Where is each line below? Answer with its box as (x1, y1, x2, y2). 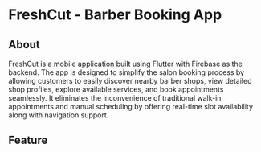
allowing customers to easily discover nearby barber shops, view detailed (8, 76, 252, 85)
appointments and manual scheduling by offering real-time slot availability (8, 102, 254, 111)
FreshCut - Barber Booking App (8, 6, 222, 24)
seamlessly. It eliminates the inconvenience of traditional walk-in (8, 93, 222, 102)
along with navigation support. (8, 110, 109, 120)
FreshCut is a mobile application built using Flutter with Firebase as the (8, 59, 243, 68)
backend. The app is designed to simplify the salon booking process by (8, 68, 245, 77)
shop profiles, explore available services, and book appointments (8, 84, 224, 94)
